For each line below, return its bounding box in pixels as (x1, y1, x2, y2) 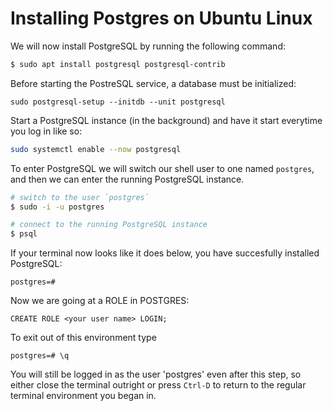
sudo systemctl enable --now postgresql (10, 144, 182, 154)
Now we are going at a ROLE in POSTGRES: (10, 295, 190, 307)
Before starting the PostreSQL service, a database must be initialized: (10, 77, 297, 89)
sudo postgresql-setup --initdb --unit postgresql (10, 97, 226, 107)
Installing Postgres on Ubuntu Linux (10, 7, 313, 30)
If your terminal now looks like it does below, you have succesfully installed (10, 247, 320, 259)
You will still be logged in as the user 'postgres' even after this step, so (10, 368, 302, 381)
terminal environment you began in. (10, 390, 157, 402)
